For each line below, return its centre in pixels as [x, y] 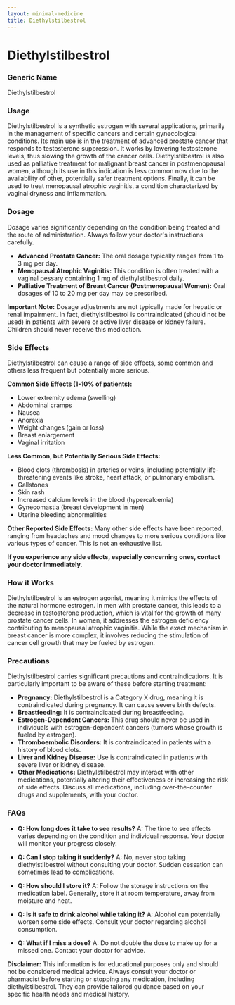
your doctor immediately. [45, 564]
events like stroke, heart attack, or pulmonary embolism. [134, 477]
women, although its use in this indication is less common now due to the [113, 171]
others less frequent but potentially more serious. [79, 370]
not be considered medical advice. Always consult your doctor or [102, 971]
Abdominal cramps [45, 405]
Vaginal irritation [41, 442]
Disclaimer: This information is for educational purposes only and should [113, 964]
